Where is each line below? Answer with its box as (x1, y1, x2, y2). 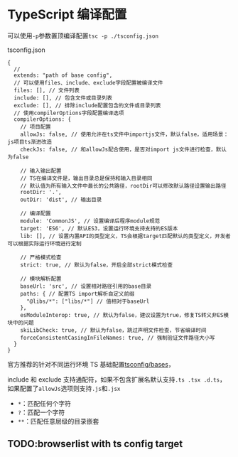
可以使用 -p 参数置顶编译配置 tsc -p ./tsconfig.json (7, 31, 158, 40)
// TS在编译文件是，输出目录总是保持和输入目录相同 (20, 175, 153, 182)
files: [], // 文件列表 (13, 87, 80, 94)
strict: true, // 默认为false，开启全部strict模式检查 (20, 261, 173, 269)
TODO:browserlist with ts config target (7, 438, 183, 450)
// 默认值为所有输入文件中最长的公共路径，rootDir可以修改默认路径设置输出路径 (20, 182, 227, 189)
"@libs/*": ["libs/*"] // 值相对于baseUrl (26, 298, 150, 305)
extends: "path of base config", (13, 72, 113, 79)
